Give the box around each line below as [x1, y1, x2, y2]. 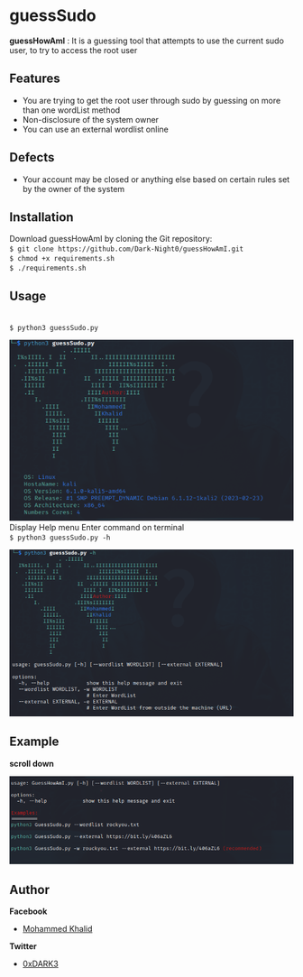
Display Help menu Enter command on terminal [9, 521, 185, 532]
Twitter [9, 941, 38, 952]
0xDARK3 [22, 958, 59, 970]
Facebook [9, 906, 48, 917]
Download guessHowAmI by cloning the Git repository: [9, 234, 213, 244]
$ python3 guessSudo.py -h [9, 533, 111, 542]
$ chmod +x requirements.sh [9, 254, 115, 263]
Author [9, 881, 50, 898]
